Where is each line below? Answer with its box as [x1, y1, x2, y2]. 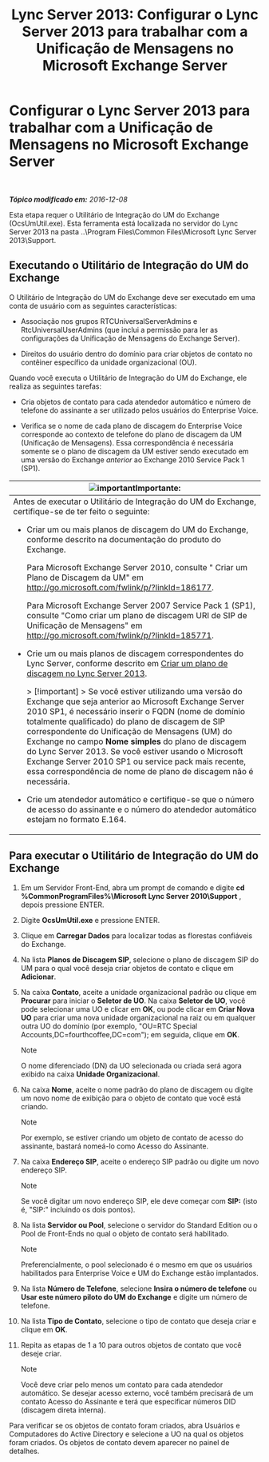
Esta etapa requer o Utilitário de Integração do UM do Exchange [9, 210, 220, 219]
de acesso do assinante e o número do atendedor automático [26, 804, 257, 815]
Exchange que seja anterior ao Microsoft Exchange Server [26, 696, 245, 707]
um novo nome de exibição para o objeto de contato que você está [20, 1093, 242, 1103]
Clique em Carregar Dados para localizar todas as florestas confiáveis [20, 930, 253, 941]
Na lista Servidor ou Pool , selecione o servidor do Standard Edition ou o [20, 1220, 259, 1229]
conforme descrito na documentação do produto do [26, 533, 222, 545]
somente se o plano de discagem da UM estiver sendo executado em [20, 446, 250, 456]
